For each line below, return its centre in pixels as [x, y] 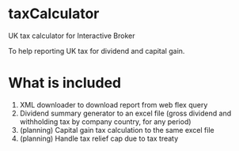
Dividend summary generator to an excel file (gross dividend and [125, 113]
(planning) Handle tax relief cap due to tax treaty [99, 138]
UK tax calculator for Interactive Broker [72, 36]
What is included [65, 83]
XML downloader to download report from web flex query [114, 104]
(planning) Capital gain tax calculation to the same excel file [117, 130]
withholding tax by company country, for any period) [105, 121]
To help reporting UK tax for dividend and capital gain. [97, 51]
